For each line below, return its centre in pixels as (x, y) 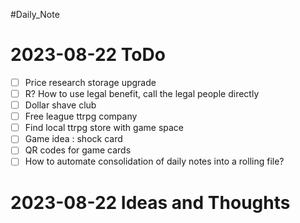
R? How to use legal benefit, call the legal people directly (142, 93)
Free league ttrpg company (81, 116)
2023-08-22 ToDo (88, 55)
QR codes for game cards (78, 150)
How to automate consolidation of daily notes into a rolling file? (154, 161)
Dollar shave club (60, 105)
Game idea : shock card (73, 139)
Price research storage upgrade (90, 82)
